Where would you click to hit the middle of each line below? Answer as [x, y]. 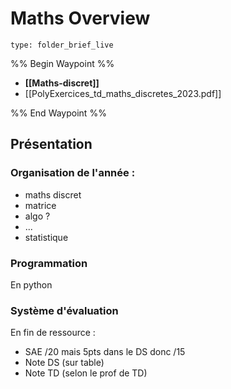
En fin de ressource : [53, 333]
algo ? [37, 216]
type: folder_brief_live [62, 45]
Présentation [51, 144]
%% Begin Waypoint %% [62, 63]
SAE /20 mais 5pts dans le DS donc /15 [105, 352]
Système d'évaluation [64, 310]
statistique [46, 237]
